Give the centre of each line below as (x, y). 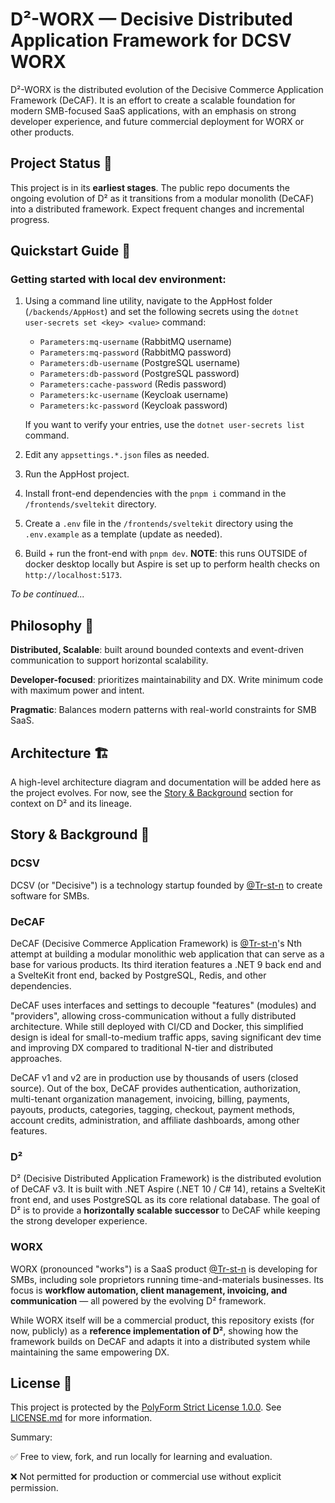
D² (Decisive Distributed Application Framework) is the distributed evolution (166, 1179)
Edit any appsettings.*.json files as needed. (117, 455)
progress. (30, 219)
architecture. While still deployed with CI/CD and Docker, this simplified (157, 1027)
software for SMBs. (50, 895)
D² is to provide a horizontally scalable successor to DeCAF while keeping (165, 1210)
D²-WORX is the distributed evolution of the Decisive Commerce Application (167, 89)
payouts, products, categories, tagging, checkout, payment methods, (153, 1110)
